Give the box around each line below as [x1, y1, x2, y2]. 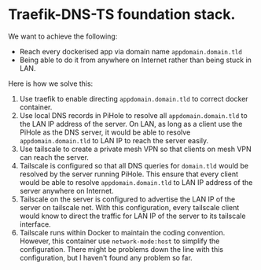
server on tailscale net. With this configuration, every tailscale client [19, 202, 240, 212]
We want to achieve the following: [8, 31, 118, 41]
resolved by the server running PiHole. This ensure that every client [19, 169, 238, 179]
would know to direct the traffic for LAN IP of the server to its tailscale [19, 211, 246, 220]
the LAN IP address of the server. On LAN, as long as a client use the [19, 119, 243, 128]
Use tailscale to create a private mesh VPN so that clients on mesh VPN [19, 144, 252, 153]
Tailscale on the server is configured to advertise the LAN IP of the [19, 194, 236, 204]
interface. [19, 219, 51, 229]
